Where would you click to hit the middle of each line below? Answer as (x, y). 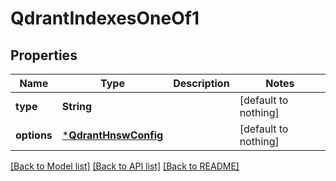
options (34, 135)
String (77, 106)
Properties (44, 55)
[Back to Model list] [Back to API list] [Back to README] (125, 166)
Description (201, 83)
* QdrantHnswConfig (112, 135)
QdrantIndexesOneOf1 (105, 18)
